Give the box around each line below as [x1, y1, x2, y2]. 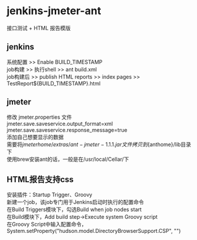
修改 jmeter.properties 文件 [6, 113, 73, 121]
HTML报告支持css [6, 174, 74, 184]
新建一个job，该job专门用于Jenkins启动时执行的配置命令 [6, 199, 144, 206]
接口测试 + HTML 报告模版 [6, 24, 71, 31]
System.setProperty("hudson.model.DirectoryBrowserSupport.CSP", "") [6, 228, 181, 235]
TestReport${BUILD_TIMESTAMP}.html [6, 80, 101, 87]
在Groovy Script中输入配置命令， [6, 220, 87, 228]
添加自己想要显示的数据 [6, 133, 64, 140]
